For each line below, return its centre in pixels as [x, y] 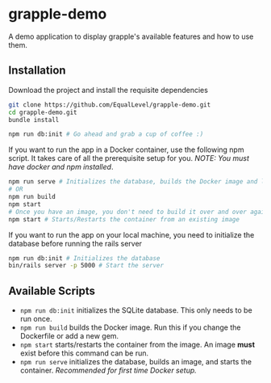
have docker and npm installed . [61, 167]
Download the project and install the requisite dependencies [108, 90]
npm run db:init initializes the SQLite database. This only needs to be [136, 310]
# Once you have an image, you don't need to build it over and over [128, 212]
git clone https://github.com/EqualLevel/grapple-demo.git [110, 105]
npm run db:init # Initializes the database [84, 258]
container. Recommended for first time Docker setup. [108, 370]
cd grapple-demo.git [43, 112]
